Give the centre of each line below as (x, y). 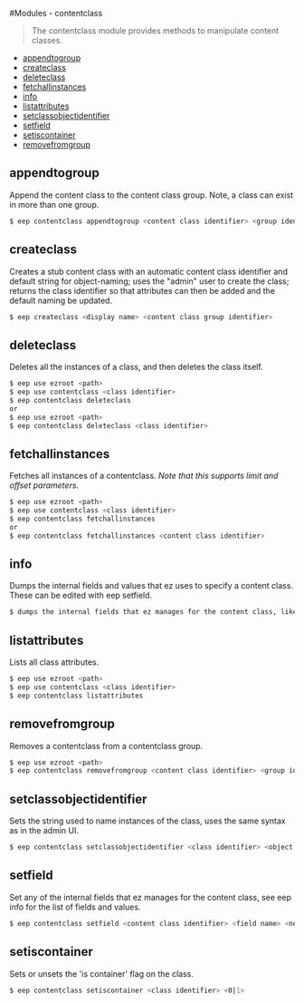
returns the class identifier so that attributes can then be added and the (142, 290)
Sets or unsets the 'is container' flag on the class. (102, 973)
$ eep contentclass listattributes (76, 696)
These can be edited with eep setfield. (81, 595)
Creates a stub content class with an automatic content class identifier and (148, 271)
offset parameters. (44, 485)
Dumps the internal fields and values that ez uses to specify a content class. (152, 586)
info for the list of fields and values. (75, 907)
